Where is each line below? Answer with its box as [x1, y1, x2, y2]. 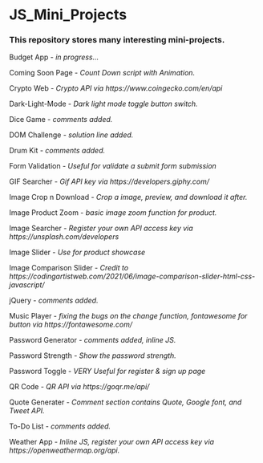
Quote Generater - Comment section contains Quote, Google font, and [9, 397, 242, 407]
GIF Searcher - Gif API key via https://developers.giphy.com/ [9, 177, 209, 186]
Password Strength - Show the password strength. [9, 351, 177, 360]
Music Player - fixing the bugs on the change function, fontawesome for [9, 311, 248, 321]
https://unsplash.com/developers [9, 232, 119, 242]
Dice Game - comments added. [9, 115, 113, 124]
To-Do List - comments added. [9, 421, 111, 431]
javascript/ [9, 280, 45, 290]
